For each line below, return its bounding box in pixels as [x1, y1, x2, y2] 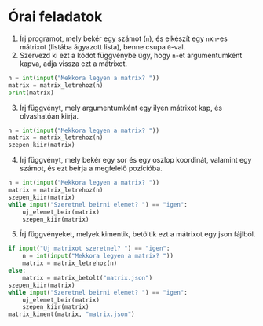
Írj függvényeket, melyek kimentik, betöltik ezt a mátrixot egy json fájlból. [19, 229, 256, 239]
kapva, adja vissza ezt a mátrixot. [19, 59, 128, 68]
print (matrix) [8, 89, 55, 97]
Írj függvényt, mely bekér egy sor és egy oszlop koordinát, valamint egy [19, 156, 252, 165]
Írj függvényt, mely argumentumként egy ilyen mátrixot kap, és [19, 103, 222, 112]
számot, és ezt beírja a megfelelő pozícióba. [19, 163, 163, 173]
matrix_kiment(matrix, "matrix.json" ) [8, 310, 135, 318]
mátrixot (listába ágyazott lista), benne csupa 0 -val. [19, 42, 186, 51]
